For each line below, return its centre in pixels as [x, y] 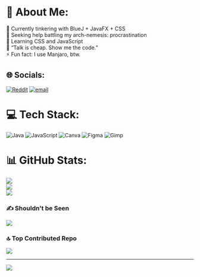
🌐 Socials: [26, 75]
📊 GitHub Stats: [47, 160]
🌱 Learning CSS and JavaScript [45, 41]
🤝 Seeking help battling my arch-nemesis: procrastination [76, 34]
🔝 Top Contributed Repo [42, 238]
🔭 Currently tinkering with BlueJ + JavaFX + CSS [66, 29]
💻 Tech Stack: [43, 114]
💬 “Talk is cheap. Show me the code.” [52, 48]
